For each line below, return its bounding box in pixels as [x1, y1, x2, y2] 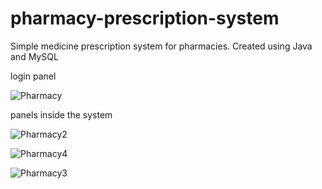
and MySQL [10, 50, 59, 62]
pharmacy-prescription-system [10, 7, 280, 30]
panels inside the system [10, 108, 113, 121]
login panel [10, 70, 57, 82]
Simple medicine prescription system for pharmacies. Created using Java [10, 40, 313, 52]
